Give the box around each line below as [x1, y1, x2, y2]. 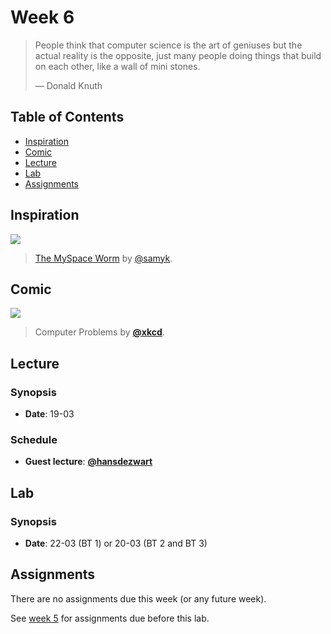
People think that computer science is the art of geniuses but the [34, 39, 303, 51]
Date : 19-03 [24, 408, 75, 420]
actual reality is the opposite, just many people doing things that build [34, 49, 322, 61]
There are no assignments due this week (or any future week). [10, 592, 267, 605]
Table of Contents [10, 109, 125, 126]
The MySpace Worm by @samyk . [34, 252, 173, 264]
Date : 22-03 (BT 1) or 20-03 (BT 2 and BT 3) [24, 537, 208, 550]
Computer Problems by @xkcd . [34, 326, 165, 338]
